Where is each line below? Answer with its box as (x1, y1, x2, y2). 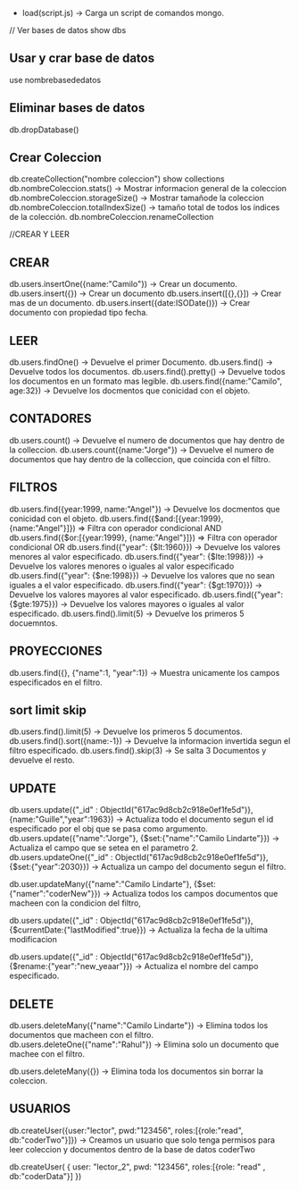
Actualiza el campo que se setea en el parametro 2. (9, 842, 199, 853)
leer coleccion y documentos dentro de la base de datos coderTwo (9, 1144, 256, 1154)
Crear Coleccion (9, 150, 102, 165)
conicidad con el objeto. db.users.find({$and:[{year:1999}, (9, 513, 224, 524)
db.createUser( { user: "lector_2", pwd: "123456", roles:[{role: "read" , (9, 1161, 266, 1172)
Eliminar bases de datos (9, 100, 145, 115)
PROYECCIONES (9, 644, 103, 659)
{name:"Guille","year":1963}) (9, 814, 114, 825)
